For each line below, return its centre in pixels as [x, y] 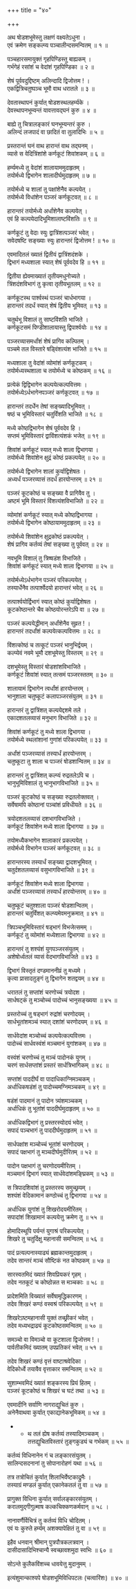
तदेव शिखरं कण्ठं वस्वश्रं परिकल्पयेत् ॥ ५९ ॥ [55, 1304]
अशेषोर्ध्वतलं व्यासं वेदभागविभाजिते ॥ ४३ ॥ [53, 957]
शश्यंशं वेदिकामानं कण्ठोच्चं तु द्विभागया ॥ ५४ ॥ [57, 1195]
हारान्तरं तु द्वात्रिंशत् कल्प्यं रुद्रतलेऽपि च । [51, 775]
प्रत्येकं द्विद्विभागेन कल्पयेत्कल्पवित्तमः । [47, 384]
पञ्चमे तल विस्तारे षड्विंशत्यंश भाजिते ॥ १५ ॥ [57, 349]
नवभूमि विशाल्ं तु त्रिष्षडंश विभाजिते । [47, 558]
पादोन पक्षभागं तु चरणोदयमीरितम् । [44, 1166]
